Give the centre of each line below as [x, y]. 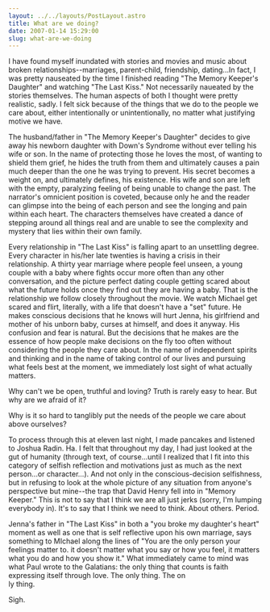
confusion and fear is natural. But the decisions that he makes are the [124, 333]
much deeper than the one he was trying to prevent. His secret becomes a [132, 171]
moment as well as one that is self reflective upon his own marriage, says [130, 533]
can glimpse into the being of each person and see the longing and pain [128, 206]
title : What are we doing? [54, 23]
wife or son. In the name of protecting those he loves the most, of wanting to [135, 154]
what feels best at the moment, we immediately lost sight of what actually [130, 367]
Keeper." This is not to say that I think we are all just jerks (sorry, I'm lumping [135, 500]
